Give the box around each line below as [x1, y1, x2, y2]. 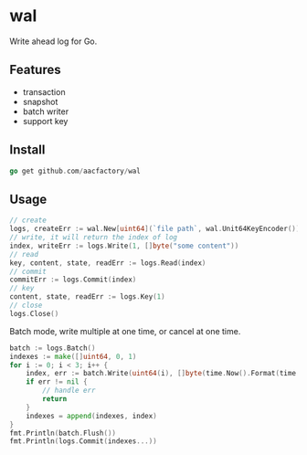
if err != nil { [26, 377, 89, 386]
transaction [22, 86, 66, 97]
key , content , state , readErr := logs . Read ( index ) [9, 258, 206, 268]
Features [9, 62, 61, 78]
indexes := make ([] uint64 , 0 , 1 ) [9, 352, 137, 361]
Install [9, 143, 46, 158]
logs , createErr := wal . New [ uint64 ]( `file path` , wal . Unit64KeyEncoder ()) [9, 225, 301, 234]
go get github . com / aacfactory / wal [9, 166, 142, 175]
